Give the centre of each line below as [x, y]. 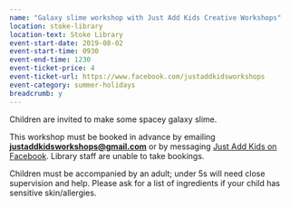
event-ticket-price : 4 [52, 69]
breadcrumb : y [36, 93]
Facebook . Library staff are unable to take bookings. [107, 155]
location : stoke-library [56, 26]
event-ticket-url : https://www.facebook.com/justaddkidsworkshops [137, 77]
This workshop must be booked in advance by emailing [112, 136]
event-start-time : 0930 [54, 52]
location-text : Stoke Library [67, 34]
